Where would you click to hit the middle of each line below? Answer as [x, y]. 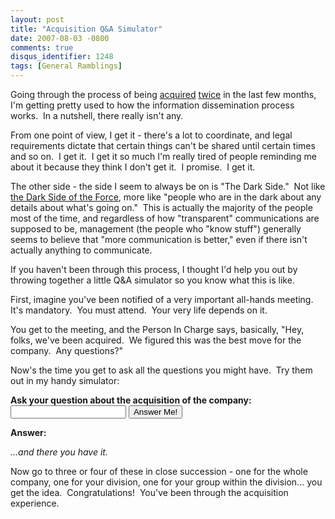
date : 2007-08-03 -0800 [60, 38]
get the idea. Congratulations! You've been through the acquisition [149, 492]
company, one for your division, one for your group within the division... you [166, 482]
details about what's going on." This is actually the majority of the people [161, 207]
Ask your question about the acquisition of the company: [131, 400]
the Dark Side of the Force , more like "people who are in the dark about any [166, 197]
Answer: [28, 432]
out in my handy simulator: [65, 380]
